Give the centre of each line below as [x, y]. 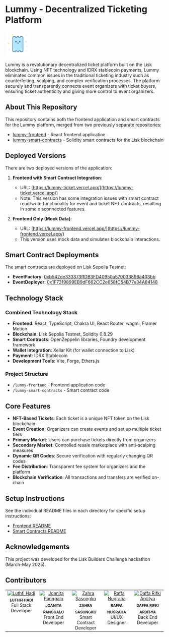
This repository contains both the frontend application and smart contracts [82, 119]
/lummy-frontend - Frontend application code [59, 385]
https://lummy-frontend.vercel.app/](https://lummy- [86, 228]
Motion [20, 329]
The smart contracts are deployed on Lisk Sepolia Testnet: [66, 267]
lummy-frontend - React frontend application [59, 134]
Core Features [28, 406]
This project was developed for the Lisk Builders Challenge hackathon [78, 559]
